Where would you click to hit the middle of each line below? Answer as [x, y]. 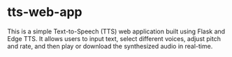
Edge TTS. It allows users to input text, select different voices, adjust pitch [114, 38]
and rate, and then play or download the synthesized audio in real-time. [110, 46]
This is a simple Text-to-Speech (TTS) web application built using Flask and [116, 31]
